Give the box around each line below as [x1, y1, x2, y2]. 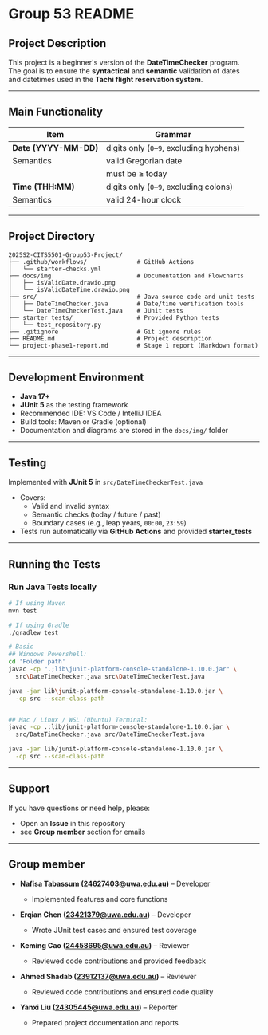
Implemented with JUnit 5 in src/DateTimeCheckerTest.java [8, 478, 203, 487]
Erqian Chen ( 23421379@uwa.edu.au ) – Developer [19, 910, 191, 919]
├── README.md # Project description [8, 334, 213, 343]
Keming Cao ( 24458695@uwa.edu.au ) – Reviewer [19, 940, 190, 950]
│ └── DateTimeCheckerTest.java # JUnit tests [8, 306, 183, 315]
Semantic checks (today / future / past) [31, 510, 161, 519]
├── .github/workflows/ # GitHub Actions [8, 258, 195, 266]
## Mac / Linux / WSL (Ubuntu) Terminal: [8, 715, 148, 724]
